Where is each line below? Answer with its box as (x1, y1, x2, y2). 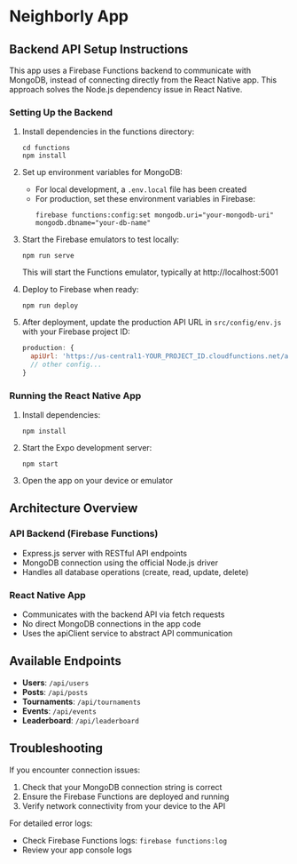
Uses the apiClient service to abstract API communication (21, 628, 233, 639)
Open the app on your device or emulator (21, 476, 173, 486)
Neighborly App (9, 6, 129, 27)
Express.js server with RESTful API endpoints (21, 548, 188, 558)
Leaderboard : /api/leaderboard (21, 715, 139, 725)
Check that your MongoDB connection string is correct (21, 781, 223, 792)
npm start (21, 460, 59, 468)
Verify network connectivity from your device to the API (21, 800, 226, 811)
